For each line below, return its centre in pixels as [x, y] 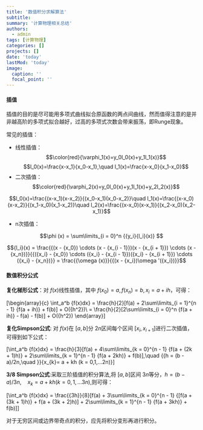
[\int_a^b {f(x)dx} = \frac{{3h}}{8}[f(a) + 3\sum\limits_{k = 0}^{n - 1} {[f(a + [99, 395]
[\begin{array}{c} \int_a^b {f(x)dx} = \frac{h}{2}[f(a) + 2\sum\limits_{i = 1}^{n [101, 303]
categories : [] [25, 46]
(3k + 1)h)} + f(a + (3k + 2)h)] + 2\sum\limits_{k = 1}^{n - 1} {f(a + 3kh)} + [97, 402]
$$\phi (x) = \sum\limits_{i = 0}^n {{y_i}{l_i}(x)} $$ [101, 236]
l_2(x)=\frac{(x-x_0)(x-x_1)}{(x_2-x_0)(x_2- [143, 205]
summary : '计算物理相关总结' [39, 23]
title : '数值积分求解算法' [37, 12]
